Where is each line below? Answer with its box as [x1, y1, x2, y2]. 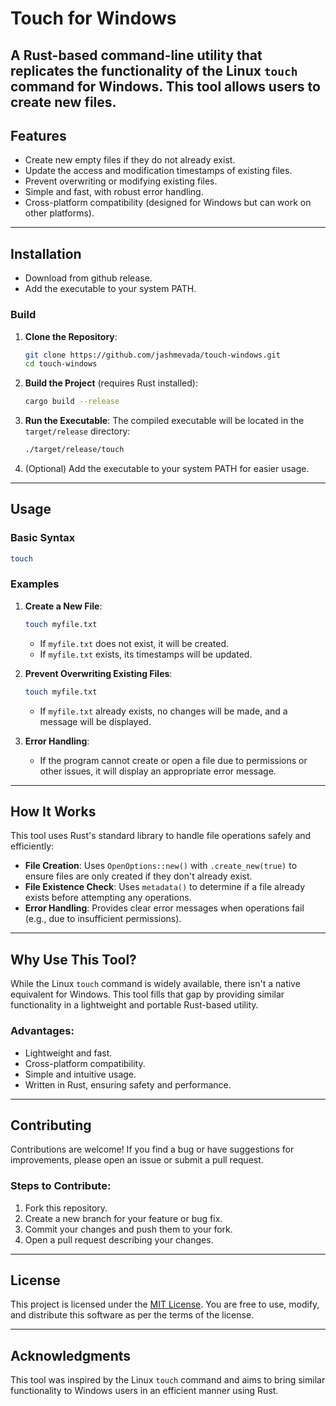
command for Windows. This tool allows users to [10, 78, 321, 95]
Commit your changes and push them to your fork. [24, 1223, 233, 1235]
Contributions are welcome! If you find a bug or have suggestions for [10, 1143, 295, 1156]
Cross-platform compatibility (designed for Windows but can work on [24, 197, 312, 209]
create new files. [10, 93, 117, 111]
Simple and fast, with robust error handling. [24, 186, 204, 198]
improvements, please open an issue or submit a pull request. [10, 1154, 264, 1166]
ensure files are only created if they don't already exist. [24, 870, 253, 882]
